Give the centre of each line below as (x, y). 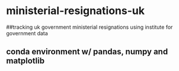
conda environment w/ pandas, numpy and (87, 52)
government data (27, 33)
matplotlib (25, 61)
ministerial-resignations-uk (76, 11)
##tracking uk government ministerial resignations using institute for (89, 27)
